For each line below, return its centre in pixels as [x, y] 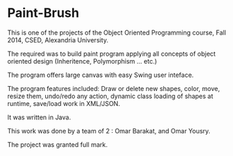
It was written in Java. [39, 117]
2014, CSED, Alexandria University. [58, 40]
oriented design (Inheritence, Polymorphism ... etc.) [82, 61]
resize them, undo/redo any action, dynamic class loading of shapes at [110, 96]
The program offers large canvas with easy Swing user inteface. [101, 75]
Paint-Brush [43, 13]
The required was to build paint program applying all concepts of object [112, 54]
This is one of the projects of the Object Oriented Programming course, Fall [117, 32]
